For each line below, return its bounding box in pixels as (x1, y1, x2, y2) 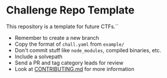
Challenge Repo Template (6, 4, 135, 17)
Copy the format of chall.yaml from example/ (14, 40, 125, 48)
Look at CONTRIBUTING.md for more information (14, 65, 135, 72)
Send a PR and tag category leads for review (14, 59, 124, 66)
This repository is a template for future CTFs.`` (6, 23, 119, 30)
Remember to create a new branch (14, 34, 99, 41)
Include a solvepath (14, 53, 63, 60)
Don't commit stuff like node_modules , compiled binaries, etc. (14, 46, 161, 53)
